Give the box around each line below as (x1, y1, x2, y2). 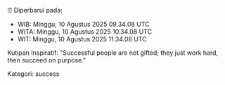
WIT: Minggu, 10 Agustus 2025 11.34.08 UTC (17, 35, 147, 43)
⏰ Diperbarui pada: (7, 6, 63, 14)
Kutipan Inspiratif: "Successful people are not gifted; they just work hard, (7, 48, 219, 57)
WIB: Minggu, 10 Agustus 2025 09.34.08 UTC (17, 20, 150, 28)
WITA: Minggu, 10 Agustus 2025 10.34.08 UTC (17, 27, 153, 36)
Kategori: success (7, 70, 60, 78)
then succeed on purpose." (7, 56, 86, 64)
